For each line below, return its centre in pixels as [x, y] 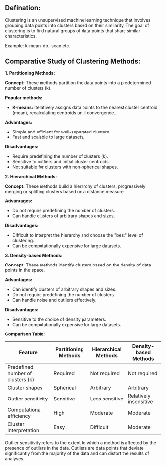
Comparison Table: [25, 334]
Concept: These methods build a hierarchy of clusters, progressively [75, 186]
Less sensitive [107, 399]
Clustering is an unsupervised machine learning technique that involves [78, 20]
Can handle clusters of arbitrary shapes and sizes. [63, 216]
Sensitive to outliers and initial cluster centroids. [61, 161]
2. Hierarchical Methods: [31, 176]
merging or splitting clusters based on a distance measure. [65, 191]
